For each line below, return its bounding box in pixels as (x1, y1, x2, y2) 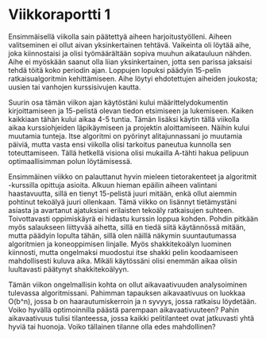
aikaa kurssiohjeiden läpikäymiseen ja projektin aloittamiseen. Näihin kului (8, 123, 250, 132)
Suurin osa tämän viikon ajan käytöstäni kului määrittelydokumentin (8, 97, 229, 107)
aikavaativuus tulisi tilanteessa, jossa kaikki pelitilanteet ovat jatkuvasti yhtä (8, 313, 255, 322)
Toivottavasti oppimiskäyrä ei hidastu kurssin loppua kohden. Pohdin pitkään (8, 214, 259, 223)
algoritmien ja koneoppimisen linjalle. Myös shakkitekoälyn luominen (8, 239, 232, 249)
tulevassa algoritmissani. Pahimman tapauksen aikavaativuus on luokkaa (8, 288, 246, 298)
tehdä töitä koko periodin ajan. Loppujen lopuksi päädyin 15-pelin (8, 65, 222, 74)
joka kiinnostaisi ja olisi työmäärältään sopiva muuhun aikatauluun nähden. (8, 48, 253, 58)
